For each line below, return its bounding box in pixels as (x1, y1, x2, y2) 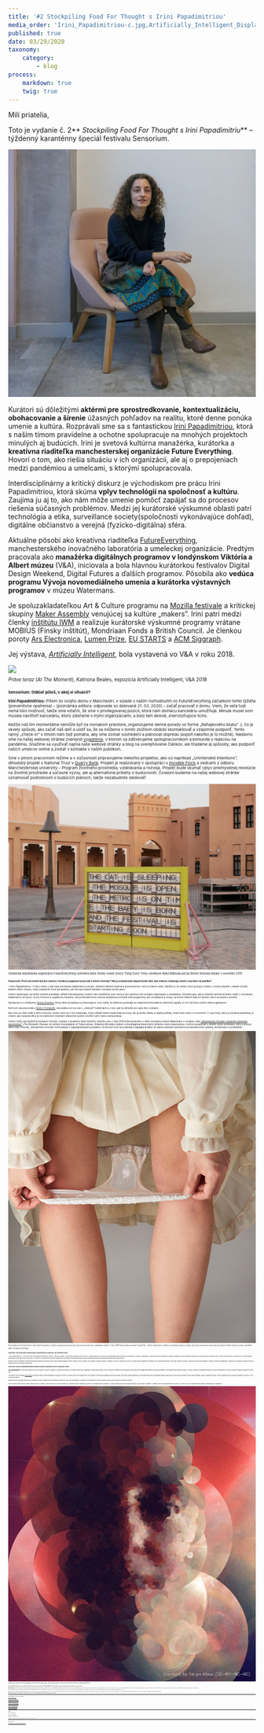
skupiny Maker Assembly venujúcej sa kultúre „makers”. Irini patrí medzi (8, 609, 242, 619)
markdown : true (22, 79, 72, 86)
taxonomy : (8, 46, 41, 54)
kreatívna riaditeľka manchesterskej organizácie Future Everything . (8, 446, 234, 456)
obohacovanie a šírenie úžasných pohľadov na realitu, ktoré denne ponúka (8, 413, 253, 422)
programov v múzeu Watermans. (8, 586, 115, 595)
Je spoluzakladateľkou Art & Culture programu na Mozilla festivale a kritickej (8, 600, 255, 610)
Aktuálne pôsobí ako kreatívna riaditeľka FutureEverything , (8, 535, 198, 545)
